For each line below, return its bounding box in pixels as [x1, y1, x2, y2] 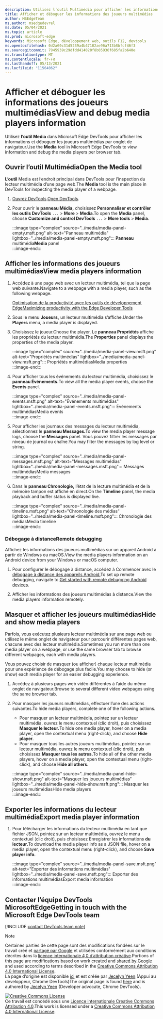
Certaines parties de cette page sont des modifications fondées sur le [5, 942, 145, 949]
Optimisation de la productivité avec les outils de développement [12, 299, 142, 306]
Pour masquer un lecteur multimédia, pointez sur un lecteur [19, 715, 138, 721]
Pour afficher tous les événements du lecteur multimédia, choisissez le [12, 373, 154, 379]
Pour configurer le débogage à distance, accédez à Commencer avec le [12, 566, 156, 572]
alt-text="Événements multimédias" [48, 398, 119, 404]
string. [12, 444, 25, 449]
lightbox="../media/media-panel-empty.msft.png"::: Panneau [12, 235, 134, 241]
